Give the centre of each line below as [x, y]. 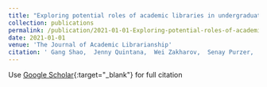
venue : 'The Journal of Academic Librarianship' [90, 45]
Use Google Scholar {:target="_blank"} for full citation [95, 75]
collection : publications [51, 23]
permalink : [26, 30]
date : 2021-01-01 [37, 38]
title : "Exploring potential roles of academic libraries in [112, 15]
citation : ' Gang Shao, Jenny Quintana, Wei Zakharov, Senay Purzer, [131, 52]
